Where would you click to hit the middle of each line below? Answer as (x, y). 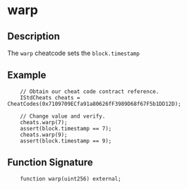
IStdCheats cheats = (50, 97)
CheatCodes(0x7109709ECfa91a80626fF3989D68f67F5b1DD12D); (94, 104)
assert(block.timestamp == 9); (66, 141)
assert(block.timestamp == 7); (66, 128)
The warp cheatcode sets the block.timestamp (73, 53)
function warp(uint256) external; (71, 178)
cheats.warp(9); (44, 135)
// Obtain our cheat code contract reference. (90, 91)
